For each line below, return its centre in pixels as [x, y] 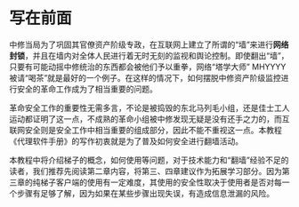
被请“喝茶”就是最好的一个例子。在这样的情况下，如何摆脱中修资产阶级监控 [145, 77]
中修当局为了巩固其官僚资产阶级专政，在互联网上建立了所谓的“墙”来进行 [141, 44]
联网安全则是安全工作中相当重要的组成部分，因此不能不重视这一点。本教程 [145, 130]
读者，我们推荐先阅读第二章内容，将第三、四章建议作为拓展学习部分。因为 [145, 171]
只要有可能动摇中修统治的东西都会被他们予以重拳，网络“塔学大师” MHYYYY [148, 67]
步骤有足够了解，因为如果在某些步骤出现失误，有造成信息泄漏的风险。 [145, 193]
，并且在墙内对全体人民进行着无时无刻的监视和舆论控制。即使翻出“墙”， [157, 55]
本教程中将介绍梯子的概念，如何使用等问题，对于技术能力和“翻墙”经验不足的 [149, 160]
